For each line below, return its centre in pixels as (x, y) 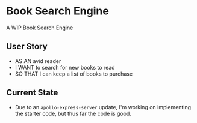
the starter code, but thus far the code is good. (73, 113)
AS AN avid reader (38, 61)
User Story (27, 46)
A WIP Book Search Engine (40, 28)
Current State (32, 93)
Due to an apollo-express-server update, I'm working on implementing (103, 107)
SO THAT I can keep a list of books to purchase (74, 74)
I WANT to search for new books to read (65, 67)
